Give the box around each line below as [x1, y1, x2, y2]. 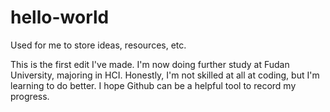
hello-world [10, 6, 110, 29]
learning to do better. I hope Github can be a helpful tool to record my [10, 79, 297, 91]
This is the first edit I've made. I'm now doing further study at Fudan [10, 58, 290, 70]
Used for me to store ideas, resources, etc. [10, 39, 187, 51]
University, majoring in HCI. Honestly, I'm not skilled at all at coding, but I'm [10, 69, 320, 81]
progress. [10, 90, 50, 102]
